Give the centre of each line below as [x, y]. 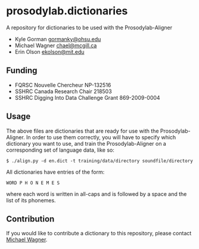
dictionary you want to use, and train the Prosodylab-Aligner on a [86, 143]
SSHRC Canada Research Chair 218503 [63, 91]
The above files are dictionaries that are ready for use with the [83, 131]
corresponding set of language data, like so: [60, 150]
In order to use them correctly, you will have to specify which [101, 137]
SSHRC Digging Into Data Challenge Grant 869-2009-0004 [87, 97]
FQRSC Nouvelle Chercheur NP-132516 [63, 85]
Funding [22, 71]
